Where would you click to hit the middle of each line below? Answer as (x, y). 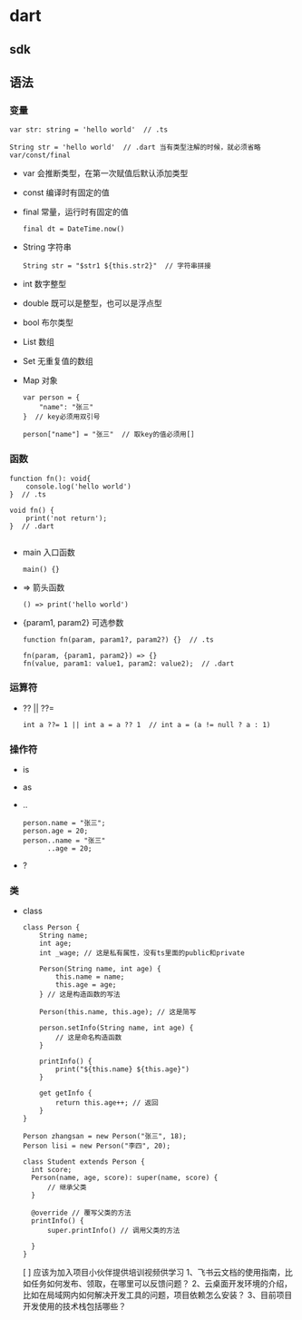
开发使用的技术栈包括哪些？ (74, 1306)
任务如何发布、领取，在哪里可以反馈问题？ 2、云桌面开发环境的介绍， (161, 1284)
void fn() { (32, 510)
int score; (52, 1170)
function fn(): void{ (50, 478)
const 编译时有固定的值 (66, 192)
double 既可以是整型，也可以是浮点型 (93, 303)
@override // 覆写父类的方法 (81, 1213)
